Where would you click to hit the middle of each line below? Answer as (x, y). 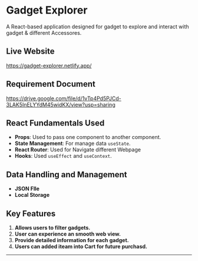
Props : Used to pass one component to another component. (88, 137)
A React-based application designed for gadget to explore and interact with (98, 27)
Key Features (31, 214)
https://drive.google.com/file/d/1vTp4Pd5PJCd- (64, 98)
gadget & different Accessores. (44, 32)
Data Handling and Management (67, 174)
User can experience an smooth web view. (67, 234)
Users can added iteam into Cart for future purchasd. (81, 246)
